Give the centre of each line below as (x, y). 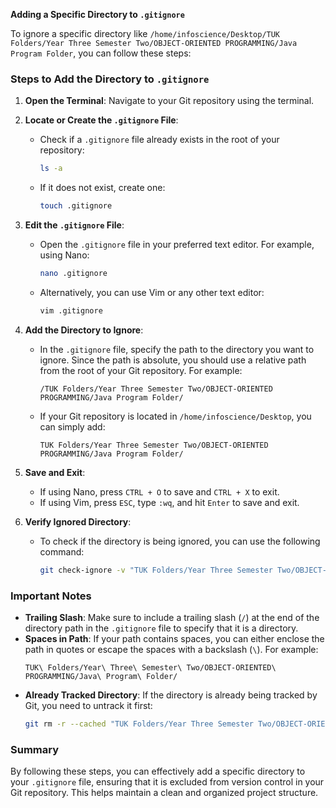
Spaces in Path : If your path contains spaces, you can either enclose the (174, 638)
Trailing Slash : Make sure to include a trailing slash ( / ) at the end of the (172, 617)
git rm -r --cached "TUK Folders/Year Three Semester (139, 724)
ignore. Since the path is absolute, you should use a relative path (173, 360)
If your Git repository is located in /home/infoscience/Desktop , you (175, 416)
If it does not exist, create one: (102, 188)
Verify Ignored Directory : (78, 521)
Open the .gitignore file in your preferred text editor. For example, (177, 245)
